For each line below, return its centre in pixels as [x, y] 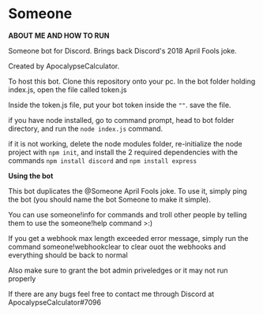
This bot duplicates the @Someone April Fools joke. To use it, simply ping [128, 191]
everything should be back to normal [68, 255]
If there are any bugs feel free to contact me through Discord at [111, 294]
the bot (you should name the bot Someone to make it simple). [109, 199]
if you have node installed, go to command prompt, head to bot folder [121, 120]
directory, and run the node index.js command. [86, 128]
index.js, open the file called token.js [68, 89]
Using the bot [31, 176]
